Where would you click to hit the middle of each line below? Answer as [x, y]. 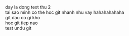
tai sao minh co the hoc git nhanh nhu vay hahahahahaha [65, 12]
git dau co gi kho [23, 18]
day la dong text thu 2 [28, 7]
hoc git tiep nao [21, 23]
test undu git [18, 28]
